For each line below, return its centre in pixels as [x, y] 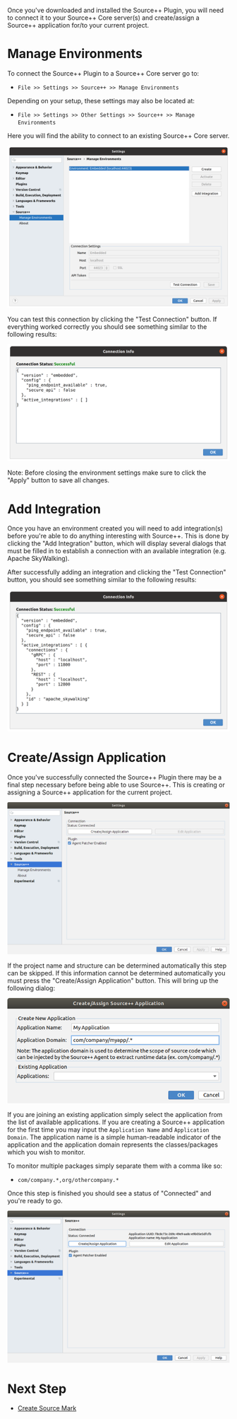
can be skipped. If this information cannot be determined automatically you [116, 973]
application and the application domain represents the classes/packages [113, 1145]
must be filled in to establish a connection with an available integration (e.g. [117, 551]
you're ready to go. [35, 1200]
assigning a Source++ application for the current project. [90, 792]
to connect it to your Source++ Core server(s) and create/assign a [103, 18]
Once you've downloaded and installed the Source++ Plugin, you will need [116, 10]
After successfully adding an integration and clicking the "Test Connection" [117, 572]
